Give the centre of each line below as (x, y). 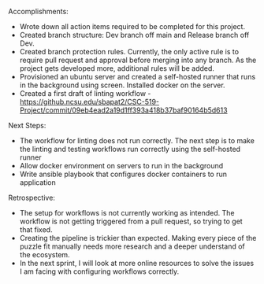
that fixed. (36, 230)
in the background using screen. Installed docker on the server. (123, 85)
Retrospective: (32, 197)
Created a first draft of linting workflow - (85, 93)
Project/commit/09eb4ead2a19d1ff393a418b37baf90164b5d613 (123, 110)
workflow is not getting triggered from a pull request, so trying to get (131, 221)
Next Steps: (27, 125)
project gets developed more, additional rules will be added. (117, 68)
